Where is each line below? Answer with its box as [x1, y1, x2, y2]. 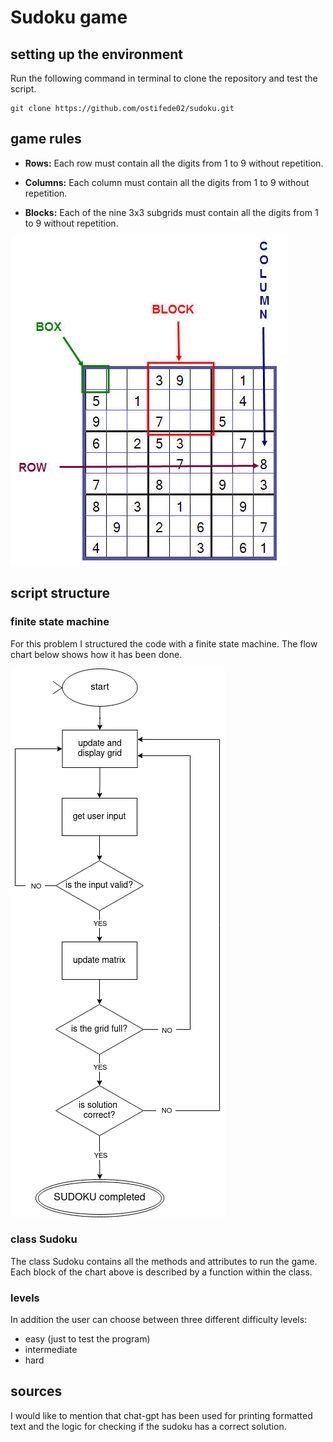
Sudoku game [10, 6, 128, 29]
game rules [10, 131, 82, 148]
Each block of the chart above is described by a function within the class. [10, 1266, 313, 1278]
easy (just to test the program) [24, 1333, 151, 1345]
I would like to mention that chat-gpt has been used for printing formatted [10, 1409, 313, 1421]
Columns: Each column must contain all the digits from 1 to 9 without [24, 176, 310, 188]
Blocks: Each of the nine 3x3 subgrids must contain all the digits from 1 [24, 206, 319, 218]
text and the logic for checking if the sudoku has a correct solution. [10, 1420, 287, 1432]
